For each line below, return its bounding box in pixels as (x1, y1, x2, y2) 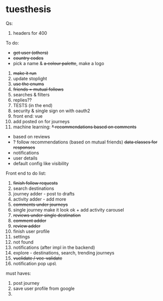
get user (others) (13, 49, 48, 56)
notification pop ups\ (13, 260, 57, 266)
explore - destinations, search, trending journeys (13, 249, 115, 256)
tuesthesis (6, 4, 51, 15)
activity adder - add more (13, 196, 67, 202)
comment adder (13, 217, 47, 223)
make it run (13, 70, 37, 76)
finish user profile (13, 228, 50, 234)
